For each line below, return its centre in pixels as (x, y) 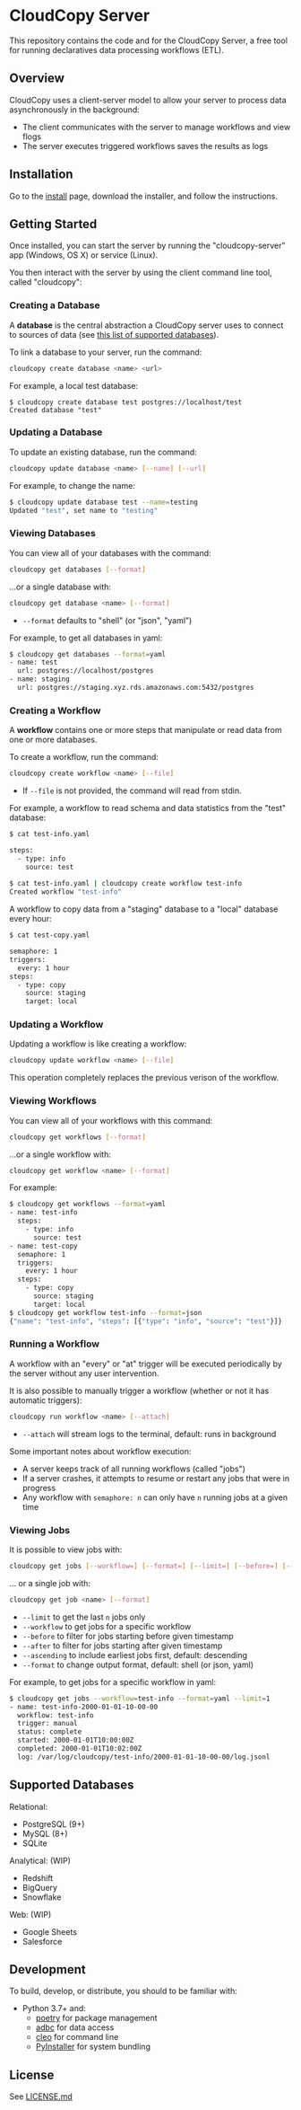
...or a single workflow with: (60, 1154)
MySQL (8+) (45, 1833)
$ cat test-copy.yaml (50, 935)
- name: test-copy (43, 1246)
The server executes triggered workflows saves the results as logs (145, 146)
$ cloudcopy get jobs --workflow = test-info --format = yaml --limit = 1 (140, 1699)
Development (48, 1969)
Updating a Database (56, 432)
